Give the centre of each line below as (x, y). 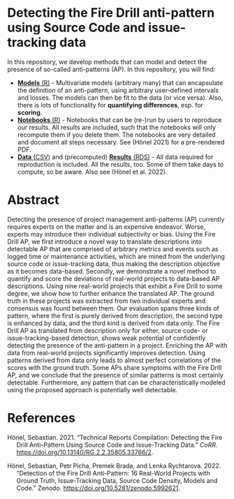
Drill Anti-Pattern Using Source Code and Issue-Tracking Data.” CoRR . (117, 445)
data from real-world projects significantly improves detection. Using (107, 352)
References (41, 418)
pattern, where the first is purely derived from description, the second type (115, 315)
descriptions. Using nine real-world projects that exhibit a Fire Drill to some (115, 286)
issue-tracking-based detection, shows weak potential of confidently (107, 338)
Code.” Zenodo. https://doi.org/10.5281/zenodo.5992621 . (98, 488)
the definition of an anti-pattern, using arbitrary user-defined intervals (118, 90)
